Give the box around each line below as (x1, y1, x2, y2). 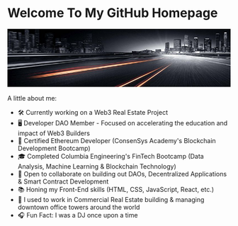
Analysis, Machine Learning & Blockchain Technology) (17, 162, 177, 171)
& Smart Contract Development (17, 177, 109, 186)
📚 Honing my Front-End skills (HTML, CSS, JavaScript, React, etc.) (17, 185, 215, 193)
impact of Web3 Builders (17, 129, 91, 137)
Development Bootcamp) (17, 144, 91, 152)
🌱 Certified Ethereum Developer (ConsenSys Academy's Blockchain (17, 136, 216, 145)
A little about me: (7, 94, 57, 102)
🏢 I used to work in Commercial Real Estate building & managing (17, 195, 205, 203)
